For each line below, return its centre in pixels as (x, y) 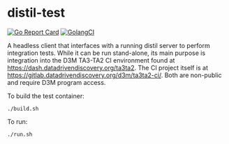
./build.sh (23, 109)
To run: (17, 121)
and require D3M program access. (57, 82)
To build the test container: (46, 96)
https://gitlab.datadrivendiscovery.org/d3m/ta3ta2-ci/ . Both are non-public (114, 75)
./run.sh (20, 134)
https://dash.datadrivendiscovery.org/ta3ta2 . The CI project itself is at (108, 67)
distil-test (36, 13)
